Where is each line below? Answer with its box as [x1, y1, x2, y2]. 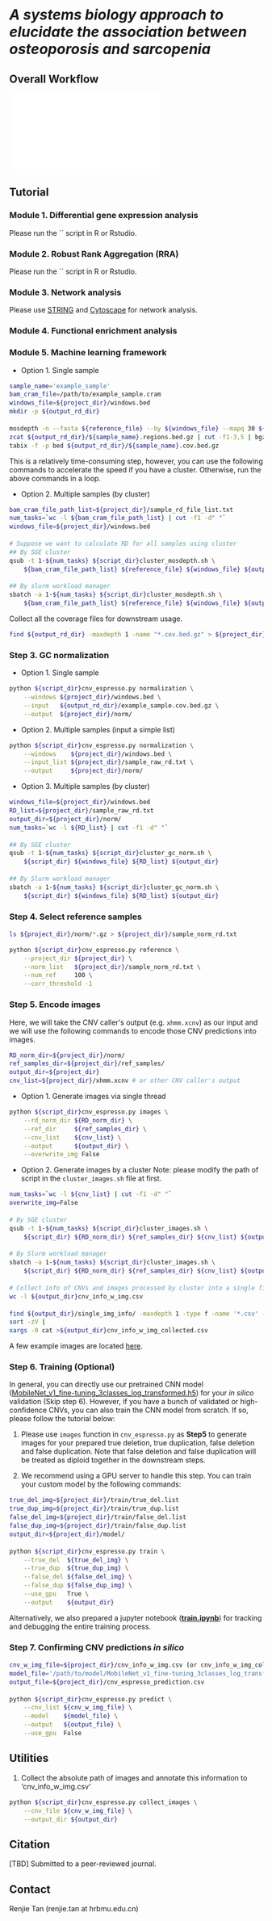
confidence [9, 1405, 48, 1415]
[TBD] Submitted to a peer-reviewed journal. [9, 1859, 157, 1869]
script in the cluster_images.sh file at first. [20, 1173, 162, 1184]
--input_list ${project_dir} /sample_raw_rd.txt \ [23, 758, 195, 766]
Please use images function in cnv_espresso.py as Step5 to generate [20, 1429, 247, 1439]
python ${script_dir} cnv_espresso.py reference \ [9, 946, 180, 954]
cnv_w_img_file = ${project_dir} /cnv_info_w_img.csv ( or [9, 1661, 198, 1669]
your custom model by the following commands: [20, 1479, 182, 1489]
